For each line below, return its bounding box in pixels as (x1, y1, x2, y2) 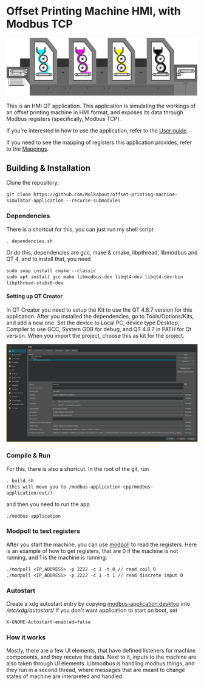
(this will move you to (6, 484, 67, 490)
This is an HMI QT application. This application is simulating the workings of (6, 102, 196, 110)
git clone (6, 191, 32, 198)
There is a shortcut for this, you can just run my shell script (6, 225, 154, 233)
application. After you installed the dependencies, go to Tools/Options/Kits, (6, 312, 194, 320)
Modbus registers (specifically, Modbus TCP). (6, 115, 121, 123)
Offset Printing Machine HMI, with (6, 4, 181, 18)
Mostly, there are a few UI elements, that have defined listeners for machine (6, 647, 196, 654)
